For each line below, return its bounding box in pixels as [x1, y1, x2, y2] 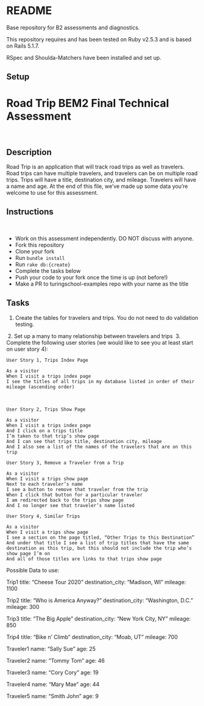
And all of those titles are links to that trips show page [6, 556, 163, 562]
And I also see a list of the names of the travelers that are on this [6, 444, 192, 450]
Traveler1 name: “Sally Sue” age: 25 [6, 645, 96, 652]
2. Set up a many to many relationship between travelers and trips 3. [7, 332, 181, 339]
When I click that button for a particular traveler [6, 492, 143, 498]
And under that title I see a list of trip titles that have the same [6, 539, 189, 546]
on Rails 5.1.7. [6, 42, 40, 49]
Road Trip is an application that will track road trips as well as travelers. [6, 163, 185, 171]
